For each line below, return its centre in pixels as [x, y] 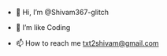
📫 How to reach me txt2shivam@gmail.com [87, 43]
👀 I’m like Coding [43, 27]
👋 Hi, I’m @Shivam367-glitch [62, 12]
